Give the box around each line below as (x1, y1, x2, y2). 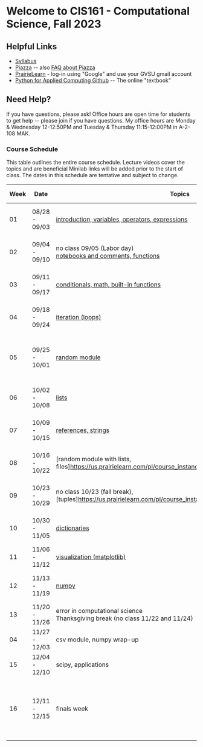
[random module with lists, (56, 455, 132, 464)
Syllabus (14, 58, 37, 64)
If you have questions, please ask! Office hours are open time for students (6, 110, 191, 118)
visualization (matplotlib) (56, 553, 126, 561)
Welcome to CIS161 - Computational (6, 4, 190, 18)
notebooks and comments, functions (56, 252, 160, 260)
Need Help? (6, 94, 51, 104)
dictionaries (56, 524, 89, 532)
